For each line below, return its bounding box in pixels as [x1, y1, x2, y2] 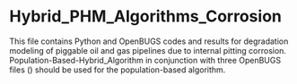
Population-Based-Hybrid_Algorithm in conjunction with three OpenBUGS [9, 55, 281, 65]
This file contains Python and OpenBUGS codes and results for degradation [9, 36, 289, 46]
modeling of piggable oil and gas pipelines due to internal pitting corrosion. [9, 45, 287, 55]
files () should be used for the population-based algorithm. [9, 64, 226, 75]
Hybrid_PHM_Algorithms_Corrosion [9, 6, 283, 27]
